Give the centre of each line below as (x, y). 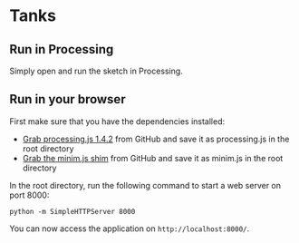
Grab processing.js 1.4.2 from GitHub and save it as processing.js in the (156, 139)
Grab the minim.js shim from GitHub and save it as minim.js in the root (153, 158)
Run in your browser (68, 99)
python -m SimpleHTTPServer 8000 (72, 211)
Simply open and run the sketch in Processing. (96, 71)
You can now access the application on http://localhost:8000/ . (130, 228)
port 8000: (29, 195)
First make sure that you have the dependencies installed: (117, 121)
